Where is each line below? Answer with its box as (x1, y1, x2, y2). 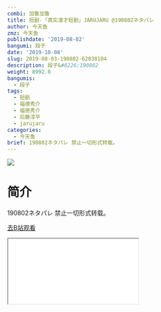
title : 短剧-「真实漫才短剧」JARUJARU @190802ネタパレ (7, 17, 155, 24)
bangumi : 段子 (7, 42, 46, 49)
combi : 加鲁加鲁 (7, 10, 50, 17)
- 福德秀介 (13, 101, 41, 108)
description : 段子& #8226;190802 (7, 62, 99, 69)
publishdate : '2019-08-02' (7, 36, 85, 43)
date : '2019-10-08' (7, 49, 64, 56)
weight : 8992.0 (7, 68, 51, 75)
